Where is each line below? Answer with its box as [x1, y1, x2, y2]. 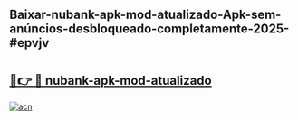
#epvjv [9, 35, 50, 51]
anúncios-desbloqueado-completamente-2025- [9, 22, 290, 37]
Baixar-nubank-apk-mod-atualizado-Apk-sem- [9, 7, 282, 23]
